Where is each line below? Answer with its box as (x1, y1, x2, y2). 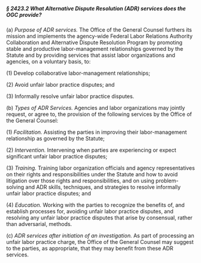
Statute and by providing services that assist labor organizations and (6, 51, 175, 59)
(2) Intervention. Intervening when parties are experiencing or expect (6, 146, 176, 154)
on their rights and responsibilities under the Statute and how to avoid (6, 170, 178, 178)
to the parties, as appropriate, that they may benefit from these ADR (6, 244, 173, 252)
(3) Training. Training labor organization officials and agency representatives (6, 164, 196, 172)
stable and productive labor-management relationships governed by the (6, 45, 184, 52)
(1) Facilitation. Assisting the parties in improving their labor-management (6, 129, 187, 136)
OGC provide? (6, 11, 42, 18)
